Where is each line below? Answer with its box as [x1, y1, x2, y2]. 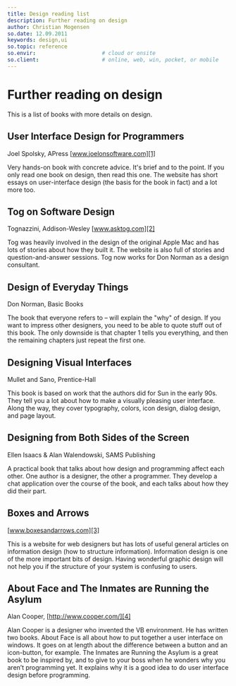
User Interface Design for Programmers [7, 131, 185, 143]
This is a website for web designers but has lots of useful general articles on [7, 539, 229, 548]
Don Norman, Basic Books [7, 300, 84, 308]
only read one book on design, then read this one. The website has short [7, 170, 218, 179]
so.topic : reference [7, 43, 68, 50]
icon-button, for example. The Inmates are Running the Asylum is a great [7, 649, 218, 657]
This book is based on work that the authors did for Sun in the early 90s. [7, 389, 218, 397]
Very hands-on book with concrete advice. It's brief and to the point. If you [7, 163, 225, 171]
